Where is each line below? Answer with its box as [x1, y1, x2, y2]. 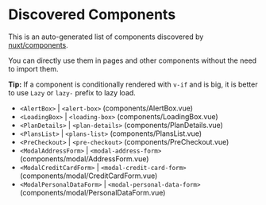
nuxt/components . [8, 40, 69, 49]
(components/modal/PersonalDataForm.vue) [19, 188, 166, 197]
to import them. [8, 64, 59, 73]
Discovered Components [8, 6, 176, 24]
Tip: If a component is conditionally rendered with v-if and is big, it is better [8, 79, 258, 89]
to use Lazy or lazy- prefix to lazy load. [8, 87, 137, 97]
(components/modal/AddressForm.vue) [19, 153, 149, 164]
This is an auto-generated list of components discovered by [8, 32, 204, 41]
